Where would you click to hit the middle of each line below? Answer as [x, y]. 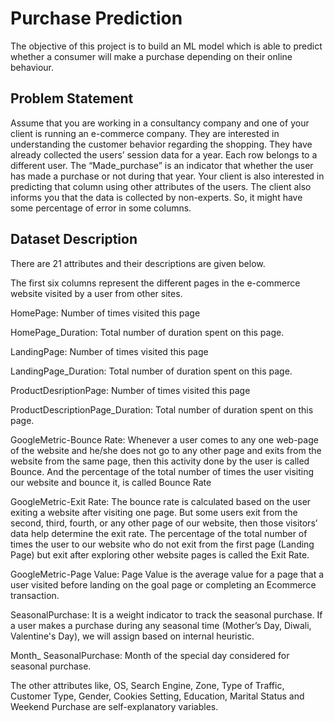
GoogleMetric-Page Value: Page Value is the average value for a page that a [167, 574]
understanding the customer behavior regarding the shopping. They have [161, 144]
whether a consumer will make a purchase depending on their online [151, 56]
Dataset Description [74, 239]
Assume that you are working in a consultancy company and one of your [160, 123]
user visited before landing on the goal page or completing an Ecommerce [163, 584]
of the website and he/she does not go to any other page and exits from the [166, 450]
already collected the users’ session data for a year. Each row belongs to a [164, 154]
